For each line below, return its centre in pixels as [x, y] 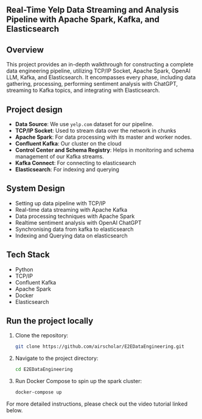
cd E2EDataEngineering [44, 370]
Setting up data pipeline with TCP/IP [60, 203]
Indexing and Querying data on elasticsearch [71, 235]
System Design [36, 188]
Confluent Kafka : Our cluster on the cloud [68, 144]
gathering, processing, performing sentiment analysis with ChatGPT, [92, 84]
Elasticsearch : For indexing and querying [67, 169]
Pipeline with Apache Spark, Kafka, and [83, 20]
